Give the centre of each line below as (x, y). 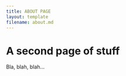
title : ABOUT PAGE (28, 11)
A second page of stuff (63, 51)
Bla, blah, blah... (25, 67)
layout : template (27, 17)
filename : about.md (30, 22)
